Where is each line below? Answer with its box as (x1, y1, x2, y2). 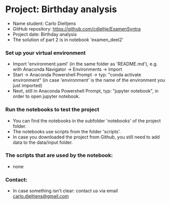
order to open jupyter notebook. (12, 93, 80, 100)
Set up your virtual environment (5, 49, 86, 56)
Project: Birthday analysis (5, 4, 117, 15)
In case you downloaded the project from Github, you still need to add (12, 134, 160, 140)
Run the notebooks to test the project (5, 106, 100, 113)
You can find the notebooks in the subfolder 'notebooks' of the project (12, 118, 161, 124)
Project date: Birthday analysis (12, 31, 77, 37)
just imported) (12, 82, 42, 89)
